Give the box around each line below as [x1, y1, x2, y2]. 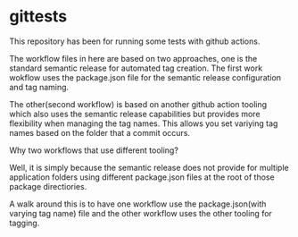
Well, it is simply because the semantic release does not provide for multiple [9, 162, 289, 173]
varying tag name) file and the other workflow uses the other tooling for [9, 207, 272, 218]
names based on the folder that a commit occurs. [9, 127, 190, 138]
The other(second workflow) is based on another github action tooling [9, 98, 268, 109]
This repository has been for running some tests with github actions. [9, 36, 261, 47]
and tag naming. [9, 81, 70, 92]
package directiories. [9, 181, 87, 191]
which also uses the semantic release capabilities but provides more [9, 108, 261, 119]
